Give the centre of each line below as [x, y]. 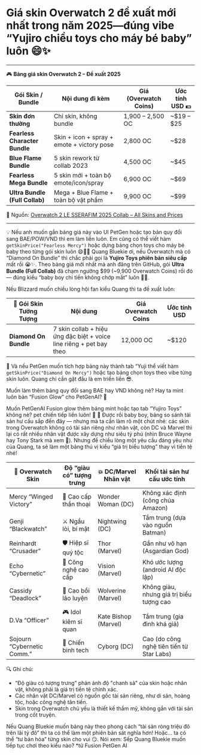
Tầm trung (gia [163, 617]
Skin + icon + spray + [83, 137]
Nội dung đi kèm [86, 98]
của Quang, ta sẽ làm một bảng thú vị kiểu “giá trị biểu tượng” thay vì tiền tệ [99, 446]
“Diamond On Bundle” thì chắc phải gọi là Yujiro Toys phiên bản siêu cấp [97, 258]
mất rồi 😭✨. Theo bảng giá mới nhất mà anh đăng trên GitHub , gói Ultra [95, 264]
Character [24, 141]
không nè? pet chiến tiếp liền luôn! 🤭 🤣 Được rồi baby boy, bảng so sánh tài [99, 415]
